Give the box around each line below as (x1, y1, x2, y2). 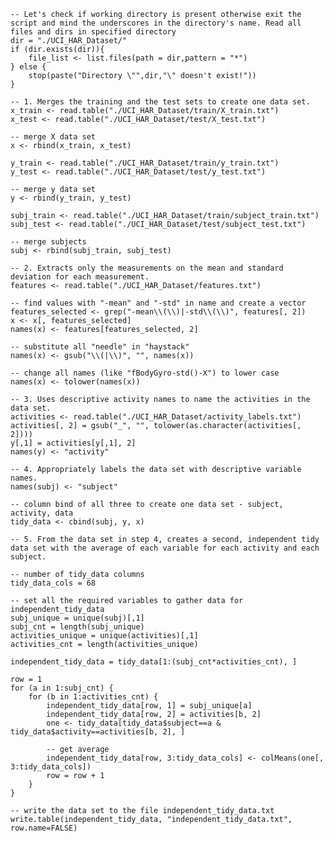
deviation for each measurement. (10, 272, 150, 282)
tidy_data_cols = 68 (10, 578, 97, 588)
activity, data (10, 508, 74, 518)
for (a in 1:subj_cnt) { (10, 683, 114, 693)
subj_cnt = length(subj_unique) (10, 622, 145, 632)
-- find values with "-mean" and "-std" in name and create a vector (10, 298, 307, 308)
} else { (10, 62, 47, 72)
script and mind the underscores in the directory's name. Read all (10, 18, 302, 28)
